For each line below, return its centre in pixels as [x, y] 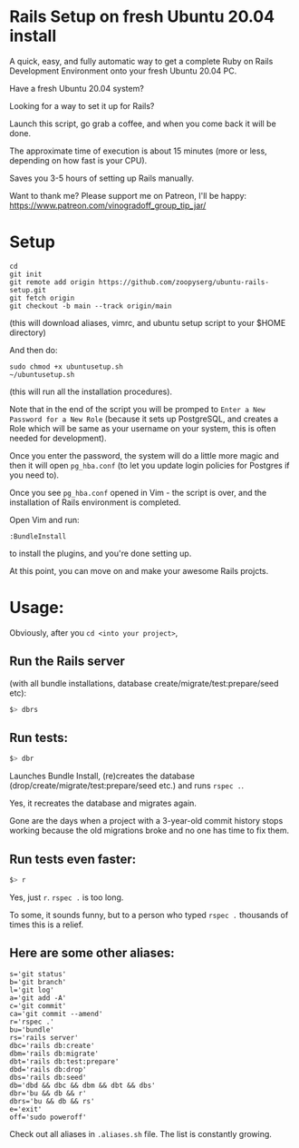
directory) [28, 332]
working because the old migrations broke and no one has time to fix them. [149, 831]
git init [26, 274]
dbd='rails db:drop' [48, 1069]
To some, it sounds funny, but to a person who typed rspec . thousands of [149, 915]
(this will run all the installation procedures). [91, 391]
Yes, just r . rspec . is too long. [67, 897]
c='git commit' [38, 1005]
